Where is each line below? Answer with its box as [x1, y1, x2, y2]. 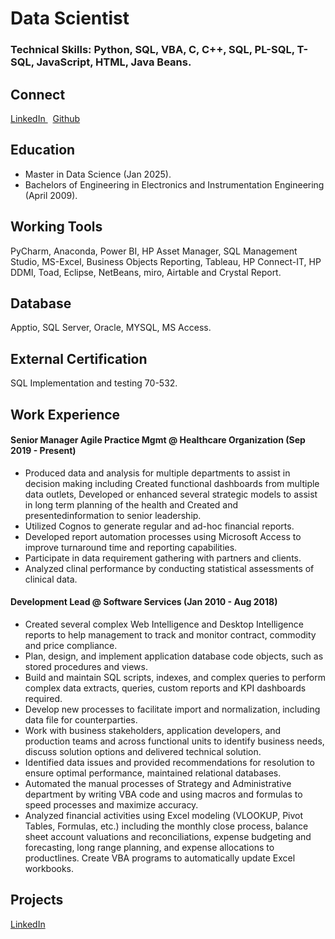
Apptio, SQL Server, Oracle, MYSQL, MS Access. [10, 322, 212, 334]
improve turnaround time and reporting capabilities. [24, 541, 238, 553]
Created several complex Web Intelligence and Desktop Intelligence [24, 618, 304, 630]
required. [24, 692, 63, 704]
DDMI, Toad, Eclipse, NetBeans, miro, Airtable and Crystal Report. [10, 266, 282, 278]
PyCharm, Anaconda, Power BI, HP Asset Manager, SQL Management [10, 245, 298, 257]
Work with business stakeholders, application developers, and [24, 724, 282, 736]
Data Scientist [10, 7, 130, 30]
